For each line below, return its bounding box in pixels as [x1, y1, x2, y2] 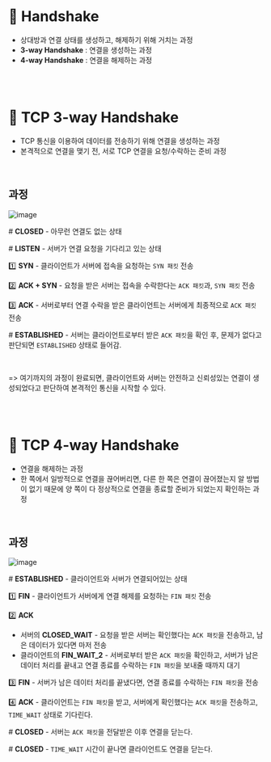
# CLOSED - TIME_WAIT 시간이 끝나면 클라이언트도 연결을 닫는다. [8, 744, 213, 754]
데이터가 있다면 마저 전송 [28, 640, 108, 650]
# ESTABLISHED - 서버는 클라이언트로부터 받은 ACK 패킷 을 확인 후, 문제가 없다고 [8, 330, 262, 339]
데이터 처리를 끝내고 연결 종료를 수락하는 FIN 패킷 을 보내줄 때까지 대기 [19, 660, 240, 670]
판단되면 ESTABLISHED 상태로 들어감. [8, 339, 122, 350]
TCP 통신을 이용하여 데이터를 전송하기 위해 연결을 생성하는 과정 [19, 136, 220, 145]
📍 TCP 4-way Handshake [8, 436, 180, 454]
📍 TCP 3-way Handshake [8, 108, 180, 127]
